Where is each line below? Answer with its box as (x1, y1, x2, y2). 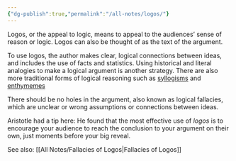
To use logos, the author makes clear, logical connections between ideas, (7, 51, 222, 60)
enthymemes (7, 81, 46, 89)
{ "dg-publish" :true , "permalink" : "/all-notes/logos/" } (7, 10, 170, 18)
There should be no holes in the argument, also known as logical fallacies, (7, 95, 223, 104)
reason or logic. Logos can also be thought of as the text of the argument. (7, 37, 223, 46)
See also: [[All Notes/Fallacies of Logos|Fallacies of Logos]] (7, 145, 182, 153)
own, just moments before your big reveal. (7, 131, 131, 140)
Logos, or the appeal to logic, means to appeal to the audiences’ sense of (7, 30, 222, 38)
